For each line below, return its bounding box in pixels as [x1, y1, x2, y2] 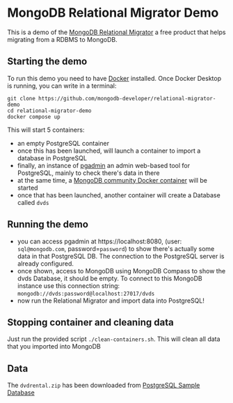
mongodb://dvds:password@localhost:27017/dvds [17, 290, 155, 297]
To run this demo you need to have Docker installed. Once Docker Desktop [7, 74, 222, 82]
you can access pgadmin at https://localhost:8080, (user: [17, 237, 182, 245]
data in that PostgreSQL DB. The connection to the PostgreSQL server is [17, 252, 225, 260]
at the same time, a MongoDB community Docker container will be [17, 176, 207, 184]
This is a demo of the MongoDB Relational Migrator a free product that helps [7, 28, 226, 36]
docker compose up [7, 113, 61, 120]
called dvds [17, 198, 49, 206]
